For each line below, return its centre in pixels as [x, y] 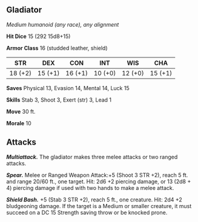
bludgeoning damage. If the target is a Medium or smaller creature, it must [99, 206]
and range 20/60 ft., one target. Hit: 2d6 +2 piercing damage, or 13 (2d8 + [99, 181]
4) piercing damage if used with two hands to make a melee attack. [90, 188]
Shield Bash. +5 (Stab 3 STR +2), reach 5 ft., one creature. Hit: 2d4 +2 [94, 200]
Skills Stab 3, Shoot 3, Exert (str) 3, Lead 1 [59, 100]
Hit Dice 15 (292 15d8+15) [38, 36]
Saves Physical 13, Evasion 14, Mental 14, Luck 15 [68, 88]
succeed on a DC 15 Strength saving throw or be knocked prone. [87, 212]
